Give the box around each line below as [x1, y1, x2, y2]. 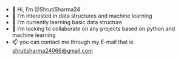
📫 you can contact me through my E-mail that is [12, 38, 134, 45]
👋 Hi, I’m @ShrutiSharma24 [12, 6, 81, 13]
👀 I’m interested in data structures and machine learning [12, 12, 152, 19]
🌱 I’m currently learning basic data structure [12, 19, 123, 25]
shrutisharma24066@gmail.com [12, 47, 93, 54]
